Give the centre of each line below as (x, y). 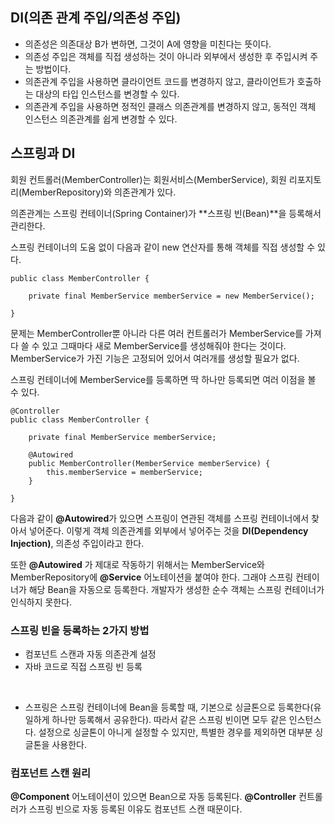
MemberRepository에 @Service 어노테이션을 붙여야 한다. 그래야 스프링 (152, 577)
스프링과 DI (43, 153)
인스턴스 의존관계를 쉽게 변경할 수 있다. (101, 119)
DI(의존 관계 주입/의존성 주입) (96, 18)
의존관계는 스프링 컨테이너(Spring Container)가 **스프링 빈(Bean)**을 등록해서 (166, 213)
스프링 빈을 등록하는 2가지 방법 (80, 630)
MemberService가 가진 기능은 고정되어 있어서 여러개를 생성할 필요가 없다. (155, 358)
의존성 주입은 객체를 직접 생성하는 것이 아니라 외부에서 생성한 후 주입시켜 (166, 56)
